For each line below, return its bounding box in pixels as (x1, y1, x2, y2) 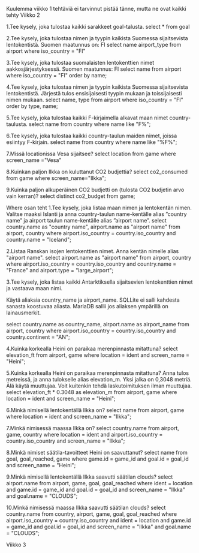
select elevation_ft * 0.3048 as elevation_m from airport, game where (6, 389, 177, 395)
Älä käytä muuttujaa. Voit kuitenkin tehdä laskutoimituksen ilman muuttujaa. (6, 382, 192, 389)
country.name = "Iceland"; (6, 236, 72, 243)
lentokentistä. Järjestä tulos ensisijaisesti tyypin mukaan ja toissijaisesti (6, 90, 182, 97)
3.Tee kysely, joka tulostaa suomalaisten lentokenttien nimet (6, 59, 155, 66)
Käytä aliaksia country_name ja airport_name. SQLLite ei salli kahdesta (6, 296, 180, 303)
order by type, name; (6, 103, 58, 110)
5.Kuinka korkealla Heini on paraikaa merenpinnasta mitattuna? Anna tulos (6, 369, 189, 377)
